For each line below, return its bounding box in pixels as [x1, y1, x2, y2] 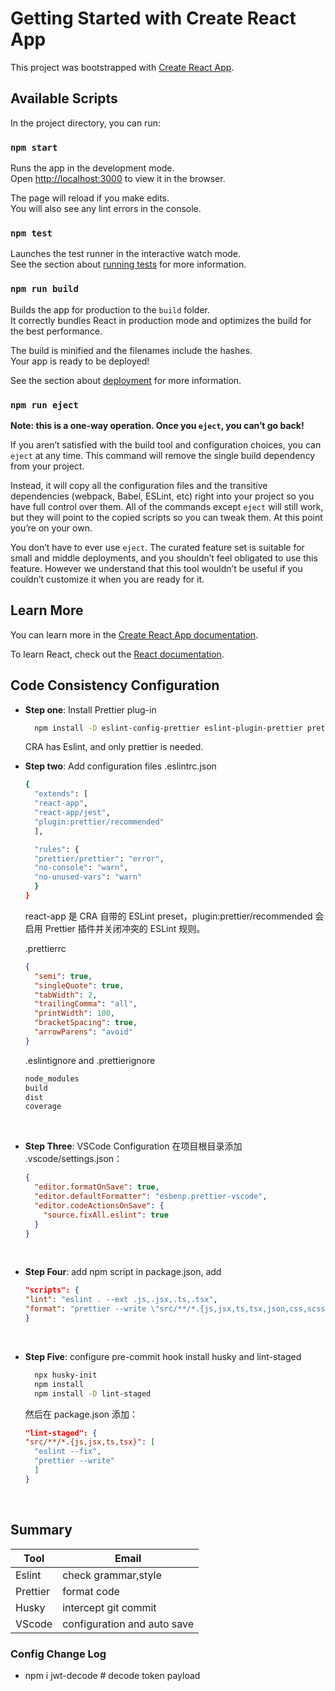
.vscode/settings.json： [24, 1153, 123, 1165]
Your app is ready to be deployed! [10, 355, 150, 367]
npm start [10, 142, 58, 153]
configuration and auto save [62, 1617, 195, 1631]
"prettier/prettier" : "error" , [34, 853, 165, 864]
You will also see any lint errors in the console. [10, 203, 202, 215]
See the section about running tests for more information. [10, 258, 247, 271]
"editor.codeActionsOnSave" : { [34, 1200, 165, 1211]
